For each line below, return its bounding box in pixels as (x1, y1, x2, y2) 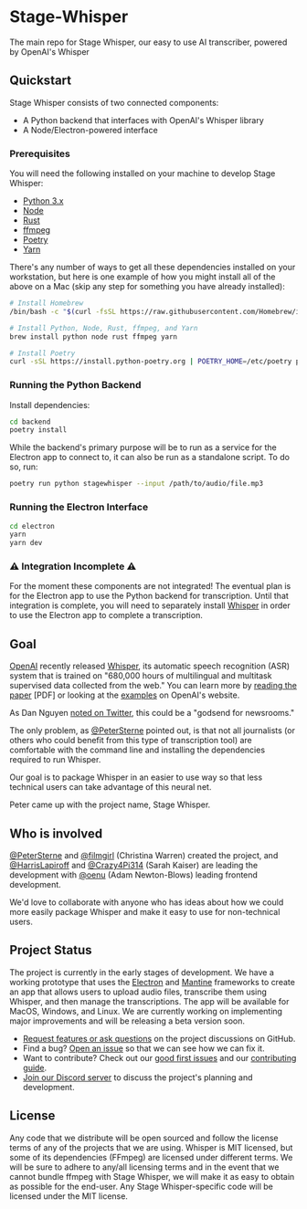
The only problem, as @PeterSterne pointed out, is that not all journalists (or (9, 725, 295, 736)
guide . (22, 1062, 48, 1073)
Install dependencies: (9, 399, 90, 410)
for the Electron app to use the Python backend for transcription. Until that (9, 591, 290, 602)
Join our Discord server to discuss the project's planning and (22, 1071, 253, 1083)
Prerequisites (9, 147, 70, 160)
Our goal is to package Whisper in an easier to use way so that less (9, 772, 263, 783)
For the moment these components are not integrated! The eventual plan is (9, 581, 291, 592)
